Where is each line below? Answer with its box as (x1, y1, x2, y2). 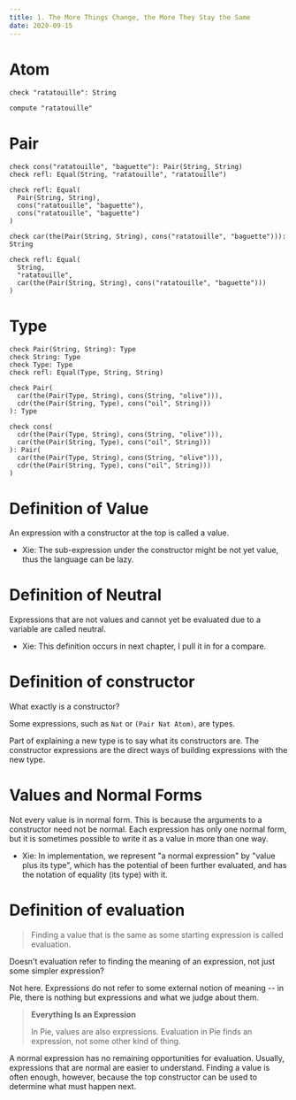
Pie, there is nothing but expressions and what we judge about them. (9, 992, 259, 1003)
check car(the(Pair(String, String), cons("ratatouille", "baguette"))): (9, 232, 287, 242)
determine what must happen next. (9, 1081, 137, 1091)
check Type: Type (9, 360, 73, 370)
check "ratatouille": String (9, 88, 117, 97)
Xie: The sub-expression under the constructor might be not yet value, (21, 545, 279, 556)
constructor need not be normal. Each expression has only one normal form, (9, 824, 287, 835)
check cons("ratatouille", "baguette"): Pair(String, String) (9, 163, 243, 172)
